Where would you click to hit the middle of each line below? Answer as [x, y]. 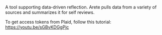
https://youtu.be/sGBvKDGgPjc [37, 27]
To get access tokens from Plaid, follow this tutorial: [58, 22]
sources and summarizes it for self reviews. [50, 12]
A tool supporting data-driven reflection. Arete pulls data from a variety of [81, 7]
